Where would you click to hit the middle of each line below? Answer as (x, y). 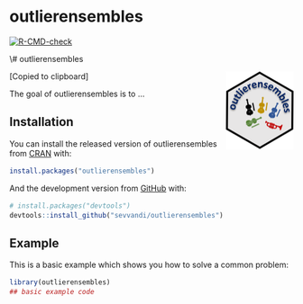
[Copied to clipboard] (49, 76)
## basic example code (52, 292)
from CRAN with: (41, 153)
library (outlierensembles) (60, 282)
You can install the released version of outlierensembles (114, 143)
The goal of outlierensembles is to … (77, 94)
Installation (41, 122)
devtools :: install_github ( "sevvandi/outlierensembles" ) (116, 215)
